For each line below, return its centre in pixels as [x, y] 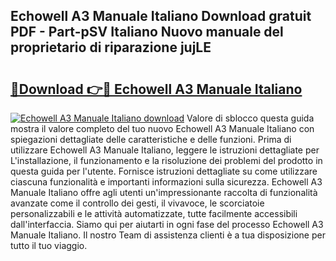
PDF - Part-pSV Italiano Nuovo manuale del [147, 32]
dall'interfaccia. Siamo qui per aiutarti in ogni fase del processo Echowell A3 [167, 224]
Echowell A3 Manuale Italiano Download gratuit [161, 16]
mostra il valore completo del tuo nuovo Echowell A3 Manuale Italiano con [162, 128]
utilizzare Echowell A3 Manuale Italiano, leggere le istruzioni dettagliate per [165, 150]
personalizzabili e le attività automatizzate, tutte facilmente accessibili [154, 213]
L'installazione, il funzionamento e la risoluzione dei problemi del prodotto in [166, 160]
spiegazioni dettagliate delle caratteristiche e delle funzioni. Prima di [151, 139]
